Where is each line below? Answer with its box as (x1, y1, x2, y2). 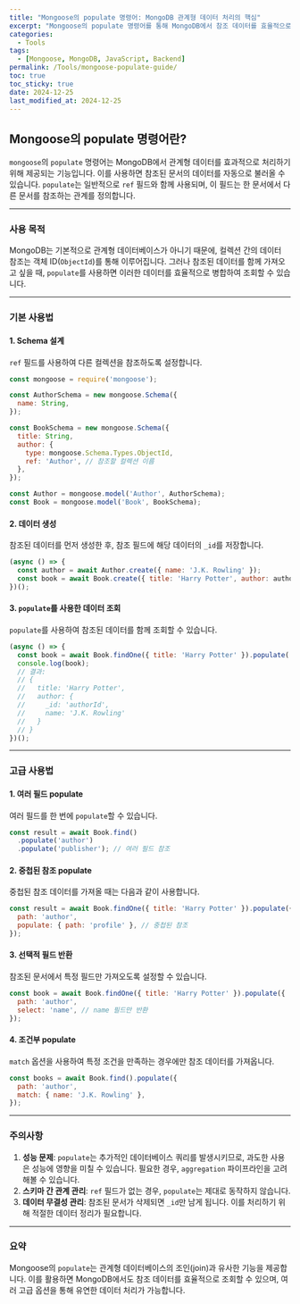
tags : (9, 46, 29, 55)
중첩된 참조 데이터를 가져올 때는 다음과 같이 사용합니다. (9, 886, 200, 898)
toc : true (9, 71, 46, 80)
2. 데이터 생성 (9, 518, 57, 529)
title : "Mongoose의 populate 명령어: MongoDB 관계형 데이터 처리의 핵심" (9, 13, 262, 22)
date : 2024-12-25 (9, 88, 74, 96)
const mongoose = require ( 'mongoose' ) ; (9, 374, 158, 384)
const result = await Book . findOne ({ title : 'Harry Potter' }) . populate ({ (9, 904, 294, 914)
